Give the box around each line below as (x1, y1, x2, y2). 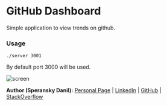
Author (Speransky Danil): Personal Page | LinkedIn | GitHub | (6, 87, 162, 94)
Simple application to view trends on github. (6, 24, 116, 31)
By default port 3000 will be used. (6, 63, 91, 70)
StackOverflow (6, 93, 43, 101)
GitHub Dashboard (6, 4, 101, 18)
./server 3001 (6, 53, 42, 59)
